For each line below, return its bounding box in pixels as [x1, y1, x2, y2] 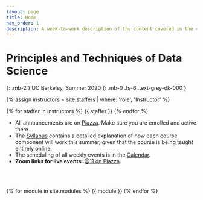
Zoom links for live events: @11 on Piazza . [14, 158, 121, 165]
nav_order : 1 [6, 20, 39, 26]
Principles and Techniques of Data [6, 52, 182, 65]
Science [6, 64, 48, 78]
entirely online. [14, 145, 53, 152]
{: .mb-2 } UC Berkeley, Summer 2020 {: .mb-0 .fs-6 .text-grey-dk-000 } [6, 84, 187, 92]
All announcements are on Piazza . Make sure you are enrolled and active [14, 119, 196, 127]
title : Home [6, 14, 36, 20]
